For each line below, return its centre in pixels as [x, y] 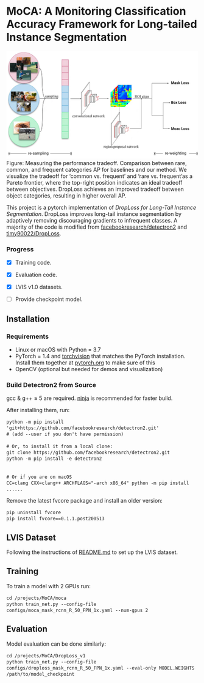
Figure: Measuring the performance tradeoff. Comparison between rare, [97, 163]
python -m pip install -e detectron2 [54, 459]
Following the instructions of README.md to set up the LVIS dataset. [92, 552]
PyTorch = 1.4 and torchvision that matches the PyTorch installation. [100, 356]
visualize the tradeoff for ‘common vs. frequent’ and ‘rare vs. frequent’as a [100, 176]
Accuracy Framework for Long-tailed [102, 24]
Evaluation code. [36, 275]
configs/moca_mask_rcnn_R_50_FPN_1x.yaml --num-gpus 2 [77, 610]
